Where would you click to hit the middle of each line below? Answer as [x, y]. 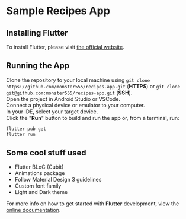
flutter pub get [26, 129]
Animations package [40, 173]
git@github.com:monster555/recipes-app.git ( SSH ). [69, 93]
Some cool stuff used [46, 153]
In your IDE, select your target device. [52, 112]
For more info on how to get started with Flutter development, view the [93, 204]
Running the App [38, 66]
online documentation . [33, 210]
